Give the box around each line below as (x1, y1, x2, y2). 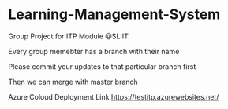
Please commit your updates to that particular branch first (8, 61, 196, 71)
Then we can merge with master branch (8, 77, 138, 86)
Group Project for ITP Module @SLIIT (8, 31, 129, 41)
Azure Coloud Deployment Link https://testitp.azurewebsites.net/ (8, 92, 219, 101)
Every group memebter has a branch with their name (8, 46, 180, 56)
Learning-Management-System (8, 5, 221, 24)
